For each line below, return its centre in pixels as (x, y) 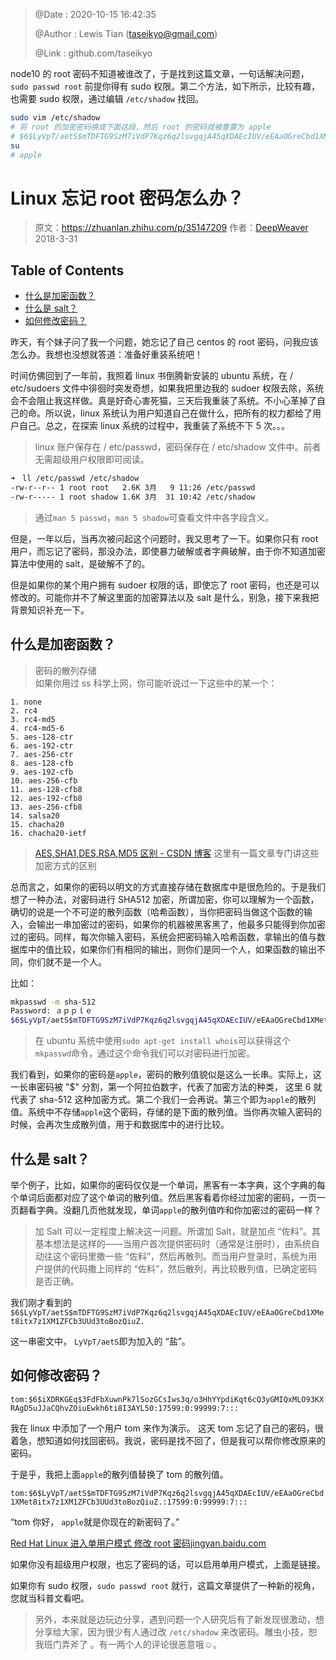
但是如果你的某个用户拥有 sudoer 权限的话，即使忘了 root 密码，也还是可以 (165, 585)
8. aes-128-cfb (42, 763)
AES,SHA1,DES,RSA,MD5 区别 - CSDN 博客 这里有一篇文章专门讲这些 (177, 853)
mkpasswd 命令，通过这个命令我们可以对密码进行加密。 (145, 1053)
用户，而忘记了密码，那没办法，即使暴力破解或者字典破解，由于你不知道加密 (168, 551)
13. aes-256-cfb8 (46, 807)
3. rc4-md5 (33, 719)
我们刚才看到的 (41, 1302)
